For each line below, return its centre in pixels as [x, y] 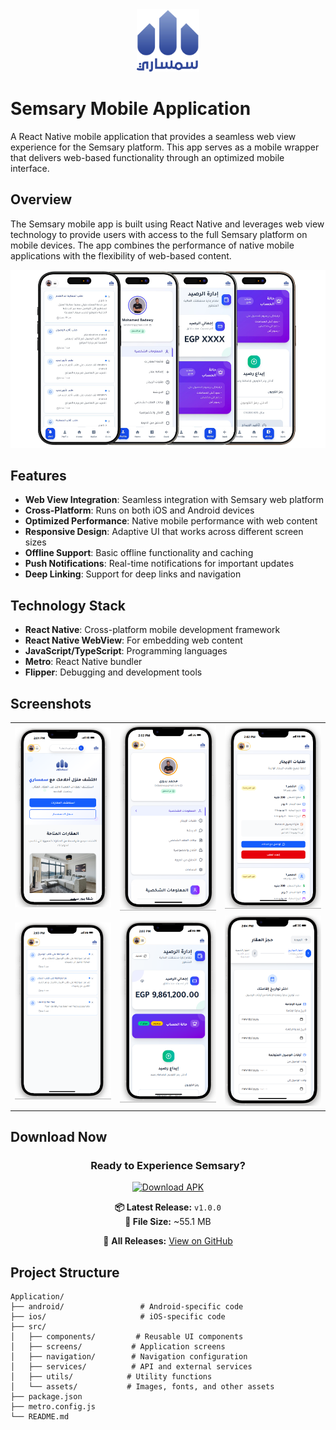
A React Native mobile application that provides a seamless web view [153, 136]
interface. [30, 168]
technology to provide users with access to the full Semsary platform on [159, 234]
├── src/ [28, 1327]
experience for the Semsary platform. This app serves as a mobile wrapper [165, 147]
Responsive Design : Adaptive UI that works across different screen [164, 532]
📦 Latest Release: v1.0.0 [168, 1207]
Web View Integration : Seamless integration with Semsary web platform [174, 500]
